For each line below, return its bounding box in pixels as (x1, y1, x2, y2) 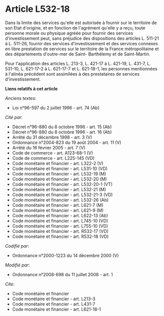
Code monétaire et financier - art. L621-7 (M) (12, 202, 104, 208)
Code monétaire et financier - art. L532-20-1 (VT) (12, 181, 113, 187)
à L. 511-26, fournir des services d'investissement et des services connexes (5, 40, 158, 46)
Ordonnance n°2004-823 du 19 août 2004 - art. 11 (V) (12, 139, 122, 145)
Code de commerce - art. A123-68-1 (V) (12, 150, 93, 156)
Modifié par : (5, 262, 30, 268)
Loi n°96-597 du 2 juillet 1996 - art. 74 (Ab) (12, 105, 100, 111)
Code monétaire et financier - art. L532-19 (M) (12, 171, 107, 176)
